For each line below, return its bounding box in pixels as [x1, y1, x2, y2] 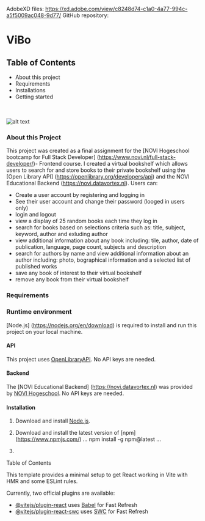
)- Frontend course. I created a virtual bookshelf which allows [33, 160, 188, 168]
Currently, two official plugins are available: [6, 489, 115, 497]
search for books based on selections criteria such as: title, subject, [15, 224, 186, 231]
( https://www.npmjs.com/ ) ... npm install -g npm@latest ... [15, 435, 162, 443]
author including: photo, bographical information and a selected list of [15, 256, 191, 264]
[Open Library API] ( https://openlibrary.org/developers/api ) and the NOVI [6, 173, 190, 180]
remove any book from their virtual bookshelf [15, 276, 129, 283]
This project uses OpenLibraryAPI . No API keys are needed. [6, 355, 156, 363]
